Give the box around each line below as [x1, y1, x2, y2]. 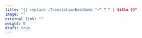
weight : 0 [5, 21, 26, 26]
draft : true [5, 26, 30, 31]
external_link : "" [5, 16, 43, 21]
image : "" [5, 12, 26, 17]
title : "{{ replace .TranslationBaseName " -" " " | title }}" [5, 7, 137, 12]
